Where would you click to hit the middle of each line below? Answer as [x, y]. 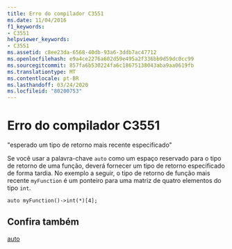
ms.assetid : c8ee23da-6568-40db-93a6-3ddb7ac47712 [82, 53]
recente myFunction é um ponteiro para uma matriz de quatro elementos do [114, 181]
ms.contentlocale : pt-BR [43, 78]
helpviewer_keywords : [39, 40]
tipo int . [19, 188]
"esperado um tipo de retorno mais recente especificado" [90, 145]
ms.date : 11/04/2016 [37, 20]
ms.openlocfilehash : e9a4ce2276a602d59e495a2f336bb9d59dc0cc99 [101, 59]
